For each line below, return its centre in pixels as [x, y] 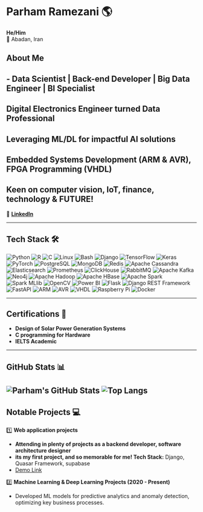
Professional [31, 119]
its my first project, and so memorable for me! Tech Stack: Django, [100, 457]
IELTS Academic [36, 342]
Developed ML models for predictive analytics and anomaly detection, [102, 496]
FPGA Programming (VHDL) [59, 169]
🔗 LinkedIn [20, 214]
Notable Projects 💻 [43, 412]
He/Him [16, 32]
